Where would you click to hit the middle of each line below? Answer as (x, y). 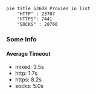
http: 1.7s (26, 73)
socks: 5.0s (29, 86)
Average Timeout (28, 53)
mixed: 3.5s (29, 67)
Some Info (22, 39)
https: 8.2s (28, 80)
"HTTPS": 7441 (35, 19)
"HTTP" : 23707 (36, 14)
